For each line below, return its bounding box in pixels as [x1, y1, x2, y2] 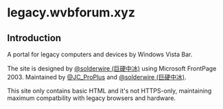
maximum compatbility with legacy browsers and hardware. [7, 94, 176, 102]
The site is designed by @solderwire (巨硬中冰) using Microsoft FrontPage [7, 64, 217, 73]
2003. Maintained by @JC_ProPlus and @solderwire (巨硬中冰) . [7, 73, 187, 81]
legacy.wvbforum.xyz [7, 5, 136, 21]
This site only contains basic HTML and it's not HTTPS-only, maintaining [7, 87, 212, 95]
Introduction [7, 32, 62, 44]
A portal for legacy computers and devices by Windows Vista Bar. [7, 50, 193, 58]
